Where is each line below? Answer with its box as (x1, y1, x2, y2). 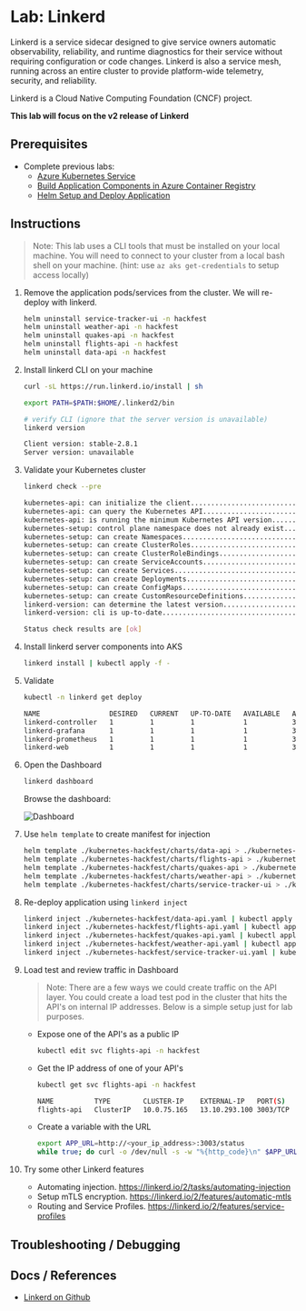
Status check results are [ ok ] (23, 625, 143, 634)
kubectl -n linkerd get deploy (23, 693, 143, 702)
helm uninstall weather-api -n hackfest (23, 323, 179, 332)
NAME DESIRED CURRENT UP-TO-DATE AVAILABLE (23, 709, 281, 718)
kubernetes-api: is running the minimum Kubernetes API (23, 515, 240, 525)
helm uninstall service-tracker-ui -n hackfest (23, 314, 207, 324)
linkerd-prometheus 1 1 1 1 (23, 735, 248, 744)
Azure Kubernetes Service (36, 170, 136, 181)
